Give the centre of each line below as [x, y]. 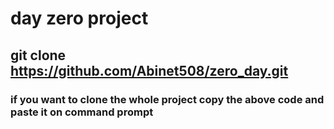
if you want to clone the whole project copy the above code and [167, 99]
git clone [38, 55]
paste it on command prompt [82, 112]
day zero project [79, 18]
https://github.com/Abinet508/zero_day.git [149, 70]
